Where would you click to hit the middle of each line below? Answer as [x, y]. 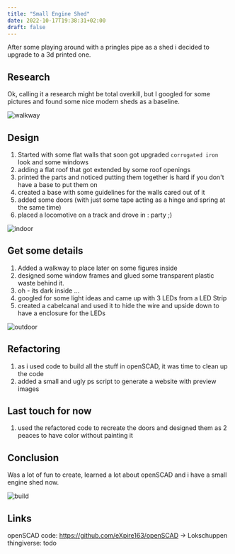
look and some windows [53, 162]
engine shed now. [33, 482]
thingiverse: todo [32, 543]
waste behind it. [41, 283]
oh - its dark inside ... [48, 290]
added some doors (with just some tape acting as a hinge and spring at [121, 200]
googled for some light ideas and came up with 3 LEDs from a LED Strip [122, 298]
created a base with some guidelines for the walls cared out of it [111, 192]
